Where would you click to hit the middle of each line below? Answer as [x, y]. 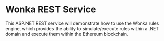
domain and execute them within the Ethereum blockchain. [67, 34]
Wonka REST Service [51, 9]
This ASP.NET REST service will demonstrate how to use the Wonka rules [82, 23]
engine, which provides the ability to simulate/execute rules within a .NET [82, 28]
